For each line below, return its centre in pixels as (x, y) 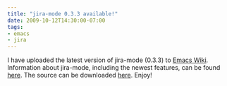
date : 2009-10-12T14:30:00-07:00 (56, 20)
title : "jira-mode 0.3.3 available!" (63, 14)
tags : (15, 27)
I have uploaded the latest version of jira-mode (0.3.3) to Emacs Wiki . (108, 60)
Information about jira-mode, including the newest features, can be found (114, 68)
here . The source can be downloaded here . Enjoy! (80, 75)
